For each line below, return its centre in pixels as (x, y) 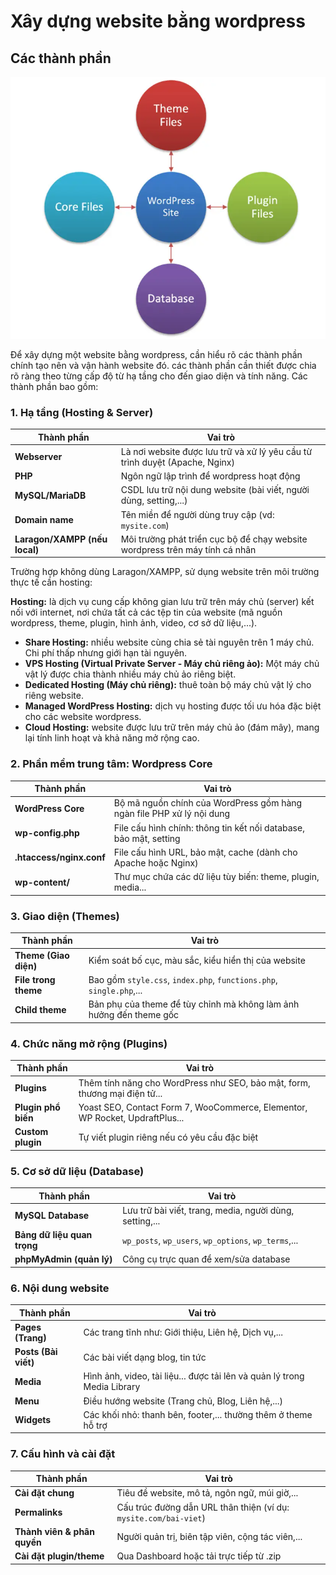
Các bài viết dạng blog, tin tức (145, 1357)
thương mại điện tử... (120, 1093)
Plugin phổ (37, 1107)
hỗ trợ (95, 1425)
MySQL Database (52, 1216)
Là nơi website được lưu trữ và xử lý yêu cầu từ (216, 451)
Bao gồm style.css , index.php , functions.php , (183, 979)
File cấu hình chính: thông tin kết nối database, (209, 827)
